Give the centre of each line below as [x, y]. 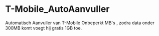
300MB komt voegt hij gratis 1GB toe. [44, 28]
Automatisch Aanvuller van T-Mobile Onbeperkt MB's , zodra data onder [80, 23]
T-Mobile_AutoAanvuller [57, 9]
